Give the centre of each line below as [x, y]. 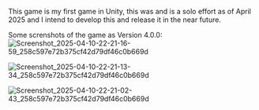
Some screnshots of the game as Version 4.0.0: [85, 35]
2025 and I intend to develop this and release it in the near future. [114, 20]
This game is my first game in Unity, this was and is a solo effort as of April [129, 11]
